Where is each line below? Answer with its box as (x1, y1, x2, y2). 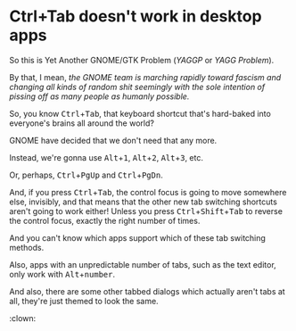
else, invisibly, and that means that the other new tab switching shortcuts (9, 196, 278, 207)
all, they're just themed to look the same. (9, 295, 159, 306)
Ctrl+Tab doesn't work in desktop (9, 6, 262, 27)
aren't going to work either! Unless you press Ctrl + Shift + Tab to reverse (9, 205, 284, 216)
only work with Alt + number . (9, 269, 116, 279)
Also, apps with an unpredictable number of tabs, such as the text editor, (9, 259, 276, 269)
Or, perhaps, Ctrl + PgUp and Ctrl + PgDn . (9, 170, 163, 180)
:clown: (9, 312, 37, 323)
